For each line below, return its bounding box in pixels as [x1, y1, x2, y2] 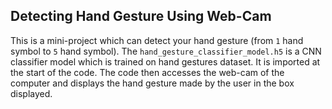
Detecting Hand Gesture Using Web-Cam [10, 8, 272, 25]
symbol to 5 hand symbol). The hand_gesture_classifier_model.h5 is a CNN [10, 45, 322, 57]
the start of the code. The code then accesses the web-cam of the [10, 66, 285, 78]
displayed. [10, 87, 53, 99]
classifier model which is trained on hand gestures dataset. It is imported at [10, 55, 321, 68]
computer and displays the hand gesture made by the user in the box [10, 77, 295, 89]
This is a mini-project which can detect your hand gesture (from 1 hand [10, 34, 304, 46]
